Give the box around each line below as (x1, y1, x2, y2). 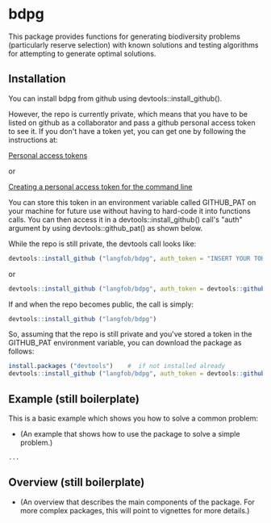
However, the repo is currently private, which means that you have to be (8, 109, 248, 119)
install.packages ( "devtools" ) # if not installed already (8, 362, 226, 370)
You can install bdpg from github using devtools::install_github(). (8, 94, 223, 103)
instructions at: (8, 135, 58, 144)
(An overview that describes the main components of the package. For (19, 497, 256, 507)
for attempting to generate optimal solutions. (8, 48, 156, 58)
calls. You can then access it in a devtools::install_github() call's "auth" (8, 215, 244, 224)
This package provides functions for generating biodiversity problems (8, 31, 240, 41)
